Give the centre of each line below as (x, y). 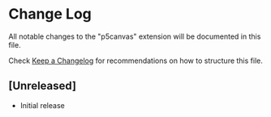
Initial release (42, 105)
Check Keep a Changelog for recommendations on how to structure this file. (136, 61)
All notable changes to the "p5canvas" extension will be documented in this (135, 36)
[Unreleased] (43, 86)
